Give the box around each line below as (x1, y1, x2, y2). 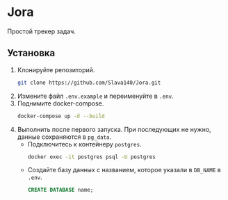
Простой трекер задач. (7, 27, 76, 35)
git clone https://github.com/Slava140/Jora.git (17, 79, 161, 86)
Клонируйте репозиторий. (17, 65, 95, 74)
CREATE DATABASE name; (27, 187, 94, 194)
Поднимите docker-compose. (17, 99, 104, 108)
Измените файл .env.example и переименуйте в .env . (17, 92, 174, 100)
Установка (7, 47, 56, 59)
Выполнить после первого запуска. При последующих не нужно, (17, 125, 211, 133)
